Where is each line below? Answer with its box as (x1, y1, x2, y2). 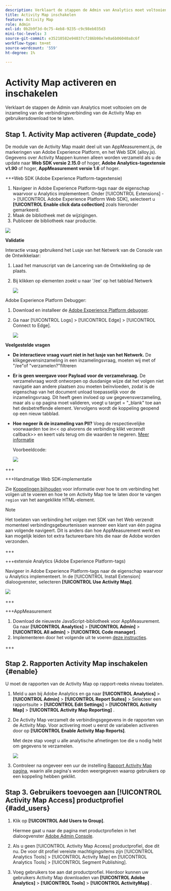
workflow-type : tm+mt (5, 41, 51, 46)
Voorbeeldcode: (12, 447, 47, 453)
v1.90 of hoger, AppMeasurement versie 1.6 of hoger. (5, 166, 120, 172)
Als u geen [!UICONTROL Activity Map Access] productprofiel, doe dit (12, 842, 160, 849)
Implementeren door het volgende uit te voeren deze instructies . (12, 635, 148, 641)
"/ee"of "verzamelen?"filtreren (12, 363, 77, 369)
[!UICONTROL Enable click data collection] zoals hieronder (12, 201, 138, 207)
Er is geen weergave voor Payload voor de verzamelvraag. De (12, 372, 146, 379)
